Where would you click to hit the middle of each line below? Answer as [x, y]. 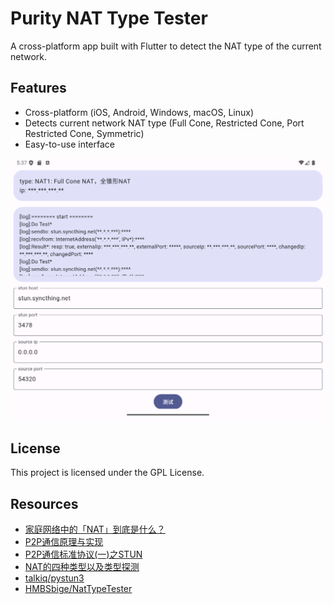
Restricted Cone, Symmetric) [84, 133]
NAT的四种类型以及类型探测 [82, 567]
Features [38, 88]
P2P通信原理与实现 [64, 542]
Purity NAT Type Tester [109, 18]
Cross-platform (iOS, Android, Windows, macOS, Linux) [139, 112]
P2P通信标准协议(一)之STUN [83, 554]
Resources [44, 503]
